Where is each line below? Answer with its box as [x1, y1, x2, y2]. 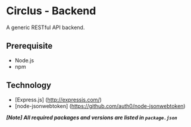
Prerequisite [6, 41, 53, 51]
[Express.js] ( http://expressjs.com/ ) [14, 96, 102, 103]
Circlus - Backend [6, 4, 96, 18]
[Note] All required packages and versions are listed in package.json [6, 114, 177, 121]
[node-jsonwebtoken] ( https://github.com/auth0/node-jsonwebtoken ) [14, 102, 186, 109]
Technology [6, 80, 52, 90]
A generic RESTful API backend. [6, 24, 85, 31]
